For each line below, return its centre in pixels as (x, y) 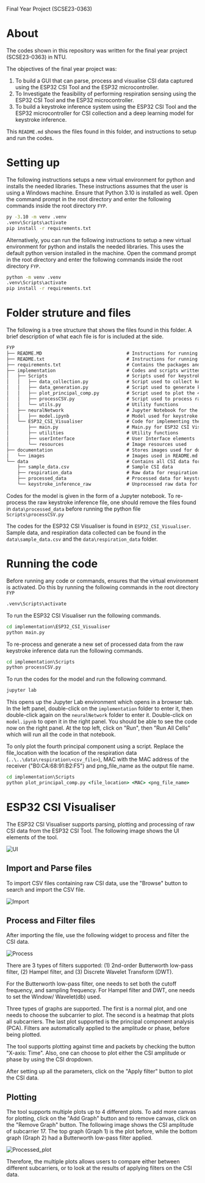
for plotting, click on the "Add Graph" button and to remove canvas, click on (102, 1118)
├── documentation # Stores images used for (99, 450)
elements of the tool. (32, 837)
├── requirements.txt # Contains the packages (98, 365)
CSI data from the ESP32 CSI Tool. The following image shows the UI (93, 831)
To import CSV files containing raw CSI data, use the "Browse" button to (97, 883)
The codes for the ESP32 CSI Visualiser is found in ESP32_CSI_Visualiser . (99, 526)
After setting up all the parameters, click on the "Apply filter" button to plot (100, 1071)
